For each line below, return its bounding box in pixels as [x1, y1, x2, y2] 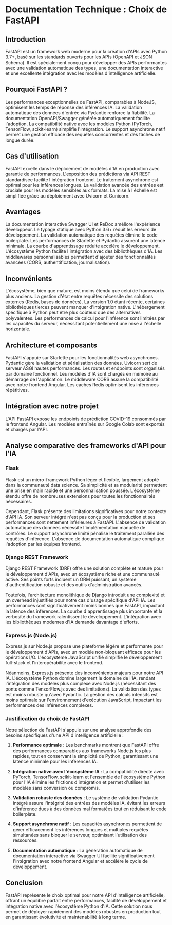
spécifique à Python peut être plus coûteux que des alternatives [5, 309, 141, 316]
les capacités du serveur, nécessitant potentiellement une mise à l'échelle [5, 321, 162, 327]
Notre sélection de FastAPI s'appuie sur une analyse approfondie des [5, 727, 152, 733]
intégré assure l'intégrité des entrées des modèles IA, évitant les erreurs [12, 800, 166, 806]
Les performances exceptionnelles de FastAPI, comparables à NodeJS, [5, 99, 156, 105]
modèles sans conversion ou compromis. [12, 785, 100, 791]
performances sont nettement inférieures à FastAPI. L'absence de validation [5, 519, 166, 525]
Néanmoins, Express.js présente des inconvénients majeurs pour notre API [5, 670, 163, 676]
